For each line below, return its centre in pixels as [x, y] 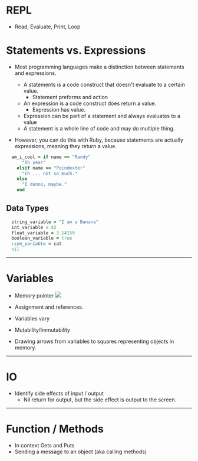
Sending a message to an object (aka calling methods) [81, 452]
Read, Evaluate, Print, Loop [47, 27]
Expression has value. [59, 109]
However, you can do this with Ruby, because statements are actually [99, 140]
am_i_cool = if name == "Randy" [51, 157]
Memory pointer [34, 295]
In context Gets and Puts [44, 445]
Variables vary [32, 318]
